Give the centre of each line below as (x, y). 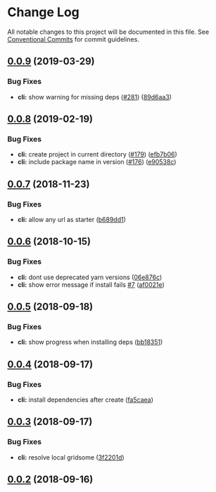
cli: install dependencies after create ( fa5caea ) (85, 400)
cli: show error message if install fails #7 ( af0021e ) (91, 284)
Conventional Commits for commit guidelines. (73, 39)
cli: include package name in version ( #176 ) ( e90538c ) (97, 162)
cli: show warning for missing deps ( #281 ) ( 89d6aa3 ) (95, 97)
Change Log (43, 12)
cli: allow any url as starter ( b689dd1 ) (72, 220)
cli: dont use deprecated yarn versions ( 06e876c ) (90, 277)
